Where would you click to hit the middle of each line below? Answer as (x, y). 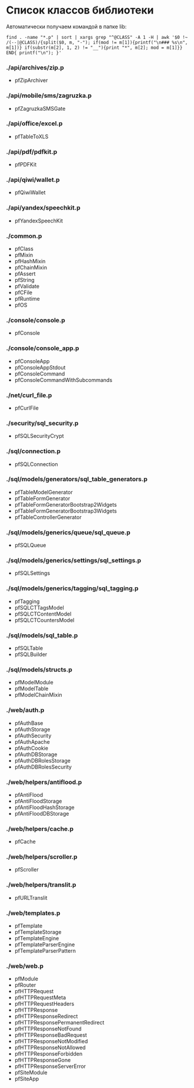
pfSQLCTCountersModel (44, 620)
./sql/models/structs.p (39, 670)
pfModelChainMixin (39, 695)
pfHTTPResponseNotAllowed (50, 1047)
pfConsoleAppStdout (40, 367)
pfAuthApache (32, 741)
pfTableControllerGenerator (48, 517)
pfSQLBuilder (31, 654)
